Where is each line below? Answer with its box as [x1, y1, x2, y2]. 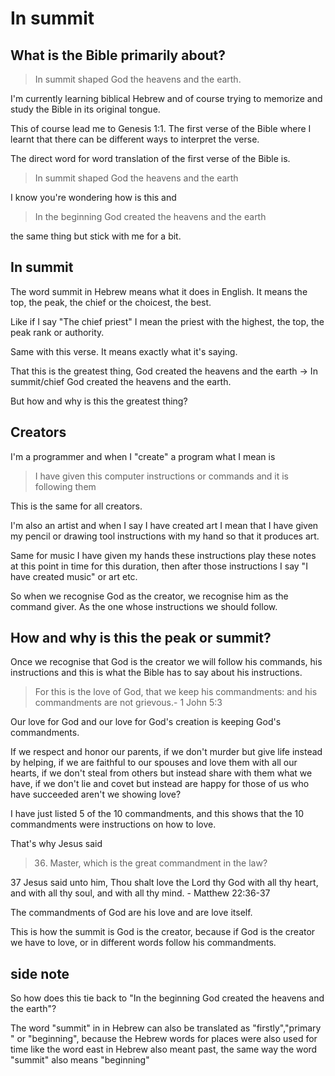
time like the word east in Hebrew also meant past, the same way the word [10, 1043, 318, 1056]
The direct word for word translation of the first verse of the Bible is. [10, 153, 291, 164]
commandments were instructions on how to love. [10, 818, 217, 831]
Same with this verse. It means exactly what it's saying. [10, 345, 238, 357]
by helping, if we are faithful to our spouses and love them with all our [10, 757, 298, 769]
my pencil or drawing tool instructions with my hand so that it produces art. [10, 530, 320, 542]
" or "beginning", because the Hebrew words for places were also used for [10, 1033, 318, 1045]
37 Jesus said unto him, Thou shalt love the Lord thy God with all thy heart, [10, 877, 319, 889]
